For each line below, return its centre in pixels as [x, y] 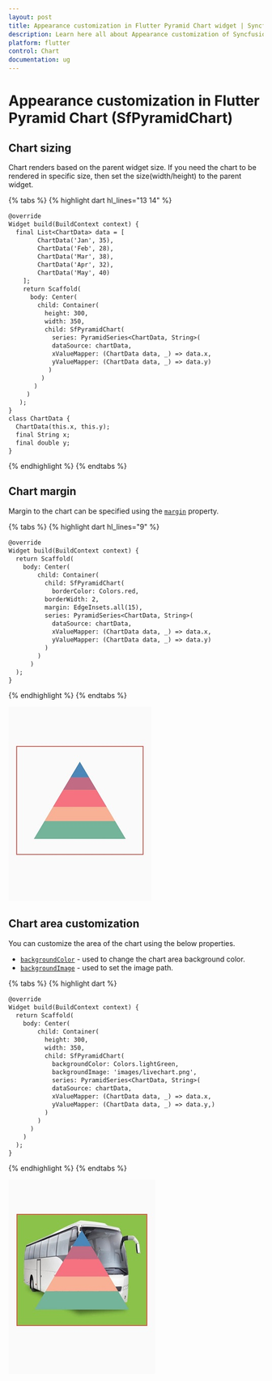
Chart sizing [40, 148]
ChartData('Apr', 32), [76, 265]
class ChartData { [39, 419]
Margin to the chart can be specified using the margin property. [114, 511]
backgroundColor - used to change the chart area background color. [132, 959]
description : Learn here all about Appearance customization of [119, 34]
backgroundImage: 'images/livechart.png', [124, 1072]
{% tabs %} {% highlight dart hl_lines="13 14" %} [90, 200]
